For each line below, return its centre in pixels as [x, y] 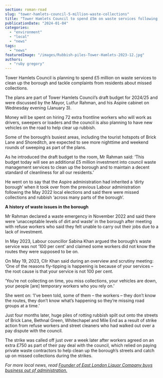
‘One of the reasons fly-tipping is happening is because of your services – [79, 266]
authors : [14, 59]
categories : [17, 28]
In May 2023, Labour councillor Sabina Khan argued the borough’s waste [78, 241]
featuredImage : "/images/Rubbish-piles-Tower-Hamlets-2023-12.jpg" [75, 55]
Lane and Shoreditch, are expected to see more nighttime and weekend [77, 142]
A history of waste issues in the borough [47, 207]
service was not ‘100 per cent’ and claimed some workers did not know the [80, 246]
